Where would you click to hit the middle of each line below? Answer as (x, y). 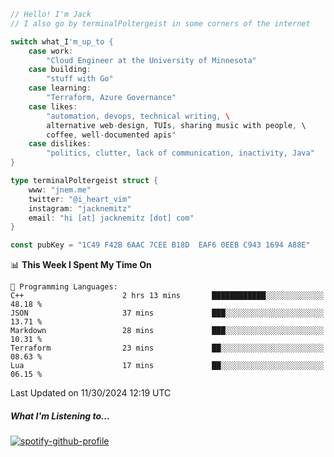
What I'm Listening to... (60, 416)
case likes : (53, 106)
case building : (60, 70)
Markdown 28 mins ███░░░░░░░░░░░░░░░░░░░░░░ (167, 331)
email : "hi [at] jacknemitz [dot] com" (111, 218)
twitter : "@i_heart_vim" (80, 199)
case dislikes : (60, 144)
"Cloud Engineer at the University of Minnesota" (151, 60)
